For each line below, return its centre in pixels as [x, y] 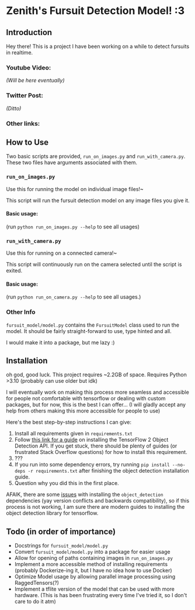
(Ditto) [14, 108]
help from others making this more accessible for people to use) [83, 411]
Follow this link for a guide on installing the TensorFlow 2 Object [91, 440]
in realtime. [20, 53]
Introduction [29, 32]
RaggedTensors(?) [37, 583]
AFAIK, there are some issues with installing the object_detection [85, 494]
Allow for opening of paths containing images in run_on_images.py [94, 558]
